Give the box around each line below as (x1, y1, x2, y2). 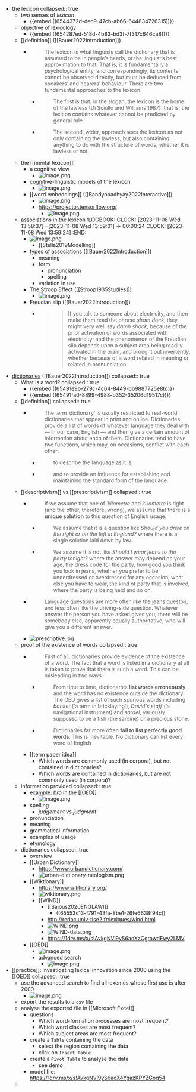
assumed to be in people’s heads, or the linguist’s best (44, 55, 177, 61)
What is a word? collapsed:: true (20, 379, 100, 385)
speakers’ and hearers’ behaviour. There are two (44, 80, 163, 87)
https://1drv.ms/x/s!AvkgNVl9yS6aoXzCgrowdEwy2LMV (47, 935, 185, 942)
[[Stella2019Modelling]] (38, 242, 96, 248)
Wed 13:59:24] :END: (35, 229, 87, 236)
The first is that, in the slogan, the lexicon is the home (53, 98, 185, 105)
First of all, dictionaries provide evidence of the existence (44, 653, 185, 660)
